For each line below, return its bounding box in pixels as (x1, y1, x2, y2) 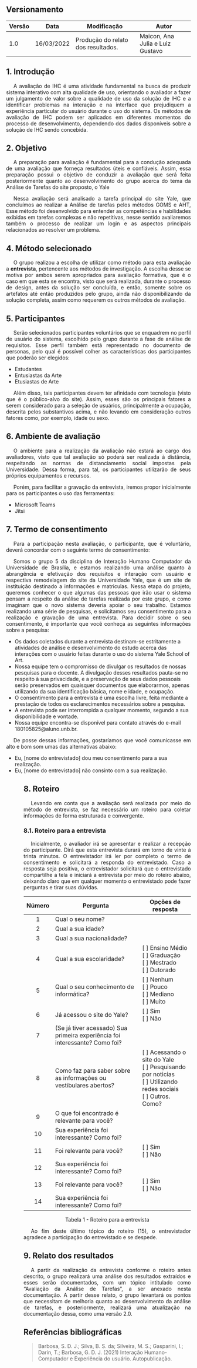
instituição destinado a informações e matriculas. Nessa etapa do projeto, (6, 582, 191, 590)
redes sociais (142, 1085, 179, 1093)
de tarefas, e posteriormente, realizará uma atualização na (23, 1304, 191, 1311)
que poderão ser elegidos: (6, 354, 70, 361)
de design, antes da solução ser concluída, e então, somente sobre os (6, 284, 191, 291)
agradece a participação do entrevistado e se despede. (23, 1233, 158, 1240)
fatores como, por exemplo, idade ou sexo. (6, 415, 110, 422)
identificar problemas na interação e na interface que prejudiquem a (6, 101, 191, 108)
